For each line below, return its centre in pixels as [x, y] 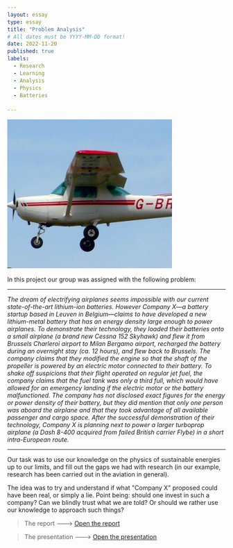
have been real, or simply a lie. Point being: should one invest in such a [109, 495]
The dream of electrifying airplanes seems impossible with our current [108, 299]
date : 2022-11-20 [32, 44]
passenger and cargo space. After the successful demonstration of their [111, 417]
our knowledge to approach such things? [66, 510]
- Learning [29, 73]
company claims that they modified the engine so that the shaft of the [107, 358]
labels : [18, 59]
